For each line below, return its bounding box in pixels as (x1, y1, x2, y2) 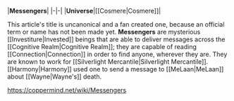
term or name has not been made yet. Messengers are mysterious (7, 28, 201, 36)
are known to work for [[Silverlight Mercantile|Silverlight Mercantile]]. (7, 58, 209, 66)
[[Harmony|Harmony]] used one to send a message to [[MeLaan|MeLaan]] (7, 65, 224, 73)
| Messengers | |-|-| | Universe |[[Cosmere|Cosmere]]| (7, 7, 161, 15)
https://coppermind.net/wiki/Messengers (7, 86, 127, 94)
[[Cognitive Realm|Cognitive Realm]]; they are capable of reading (7, 43, 197, 50)
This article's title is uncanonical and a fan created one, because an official (7, 20, 225, 28)
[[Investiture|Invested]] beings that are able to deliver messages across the (7, 35, 226, 43)
